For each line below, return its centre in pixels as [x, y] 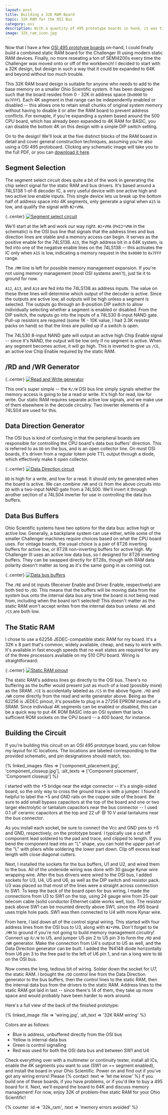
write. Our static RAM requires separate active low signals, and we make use [84, 399]
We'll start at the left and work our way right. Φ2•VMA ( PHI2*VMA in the [75, 226]
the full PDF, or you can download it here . [48, 152]
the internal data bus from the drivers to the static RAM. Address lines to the [83, 985]
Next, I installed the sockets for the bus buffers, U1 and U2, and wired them [82, 864]
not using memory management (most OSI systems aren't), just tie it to [78, 273]
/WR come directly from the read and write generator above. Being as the [80, 696]
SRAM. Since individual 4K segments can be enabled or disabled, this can [81, 707]
